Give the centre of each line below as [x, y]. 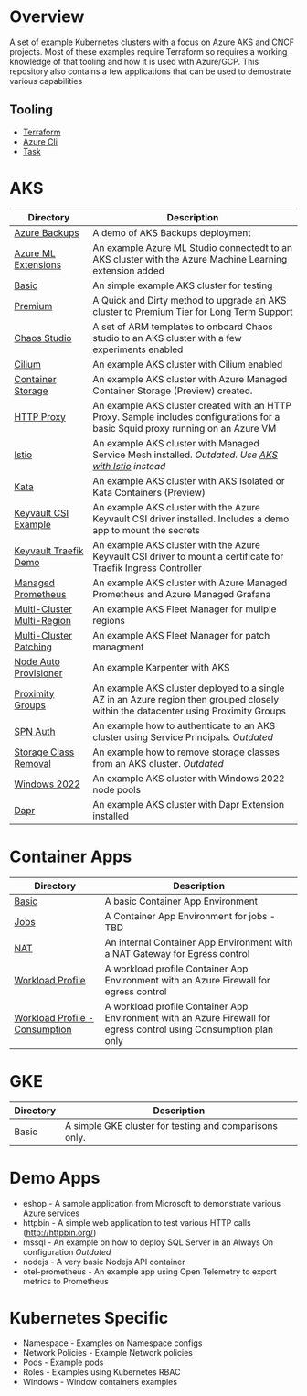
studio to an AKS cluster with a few [167, 338]
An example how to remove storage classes [186, 752]
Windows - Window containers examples [100, 1382]
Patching [33, 647]
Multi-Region [42, 620]
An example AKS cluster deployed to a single [189, 688]
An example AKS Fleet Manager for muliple [185, 608]
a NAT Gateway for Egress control [177, 953]
